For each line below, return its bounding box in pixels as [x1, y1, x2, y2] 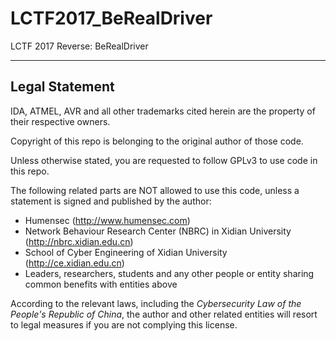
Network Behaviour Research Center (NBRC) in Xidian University [24, 225, 292, 237]
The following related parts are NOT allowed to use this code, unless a [10, 184, 300, 196]
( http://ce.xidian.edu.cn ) [24, 257, 125, 269]
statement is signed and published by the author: [10, 195, 212, 207]
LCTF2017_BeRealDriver [10, 7, 213, 30]
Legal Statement [10, 78, 115, 96]
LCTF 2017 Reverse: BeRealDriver [10, 40, 149, 52]
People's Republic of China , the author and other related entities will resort [10, 308, 318, 320]
